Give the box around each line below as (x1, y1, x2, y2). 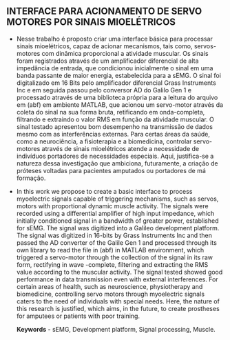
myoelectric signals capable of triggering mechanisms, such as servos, (16, 194, 219, 203)
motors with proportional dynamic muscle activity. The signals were (16, 201, 209, 210)
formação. (16, 174, 46, 182)
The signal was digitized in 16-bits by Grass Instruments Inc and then (16, 231, 213, 239)
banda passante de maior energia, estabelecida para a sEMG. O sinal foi (16, 71, 222, 79)
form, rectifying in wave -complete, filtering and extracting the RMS (16, 260, 209, 268)
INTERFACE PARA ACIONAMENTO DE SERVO (6, 6, 202, 17)
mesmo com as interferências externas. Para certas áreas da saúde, (16, 130, 211, 138)
